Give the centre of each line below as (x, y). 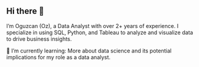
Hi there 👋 (25, 11)
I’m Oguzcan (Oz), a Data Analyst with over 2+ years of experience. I (93, 26)
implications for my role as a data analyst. (58, 57)
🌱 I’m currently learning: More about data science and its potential (89, 51)
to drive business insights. (39, 39)
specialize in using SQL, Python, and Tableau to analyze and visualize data (100, 32)
